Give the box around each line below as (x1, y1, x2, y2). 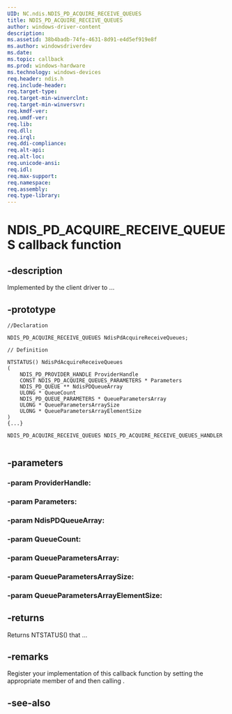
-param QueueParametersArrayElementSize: (7, 590, 162, 600)
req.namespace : (7, 179, 52, 186)
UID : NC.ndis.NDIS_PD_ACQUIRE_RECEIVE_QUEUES (7, 10, 141, 17)
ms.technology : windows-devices (7, 68, 101, 75)
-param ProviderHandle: (7, 478, 92, 488)
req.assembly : (7, 186, 49, 193)
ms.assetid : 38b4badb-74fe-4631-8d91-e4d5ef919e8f (7, 36, 157, 43)
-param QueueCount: (7, 534, 82, 544)
